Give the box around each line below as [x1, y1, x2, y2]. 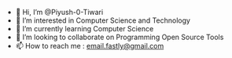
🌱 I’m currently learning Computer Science [15, 24, 154, 33]
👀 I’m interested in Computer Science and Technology [15, 16, 191, 25]
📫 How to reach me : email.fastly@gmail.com [15, 42, 164, 50]
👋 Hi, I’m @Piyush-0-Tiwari [15, 8, 104, 16]
